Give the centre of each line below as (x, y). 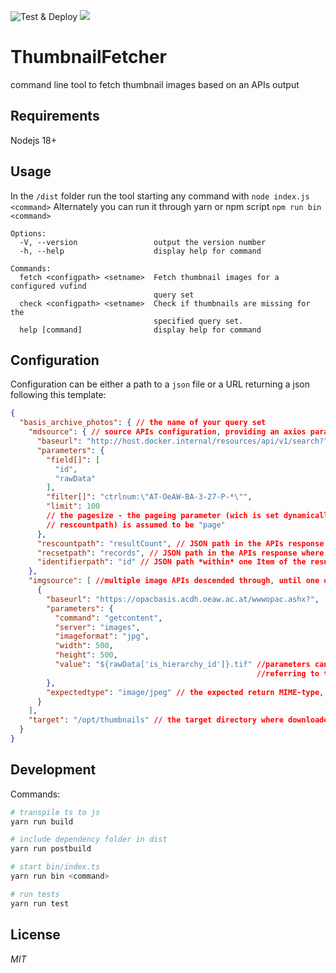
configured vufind (48, 286)
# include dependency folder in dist (89, 840)
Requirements (55, 116)
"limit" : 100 (73, 506)
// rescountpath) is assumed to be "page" (136, 525)
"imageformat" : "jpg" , (102, 636)
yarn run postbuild (51, 849)
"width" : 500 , (84, 646)
